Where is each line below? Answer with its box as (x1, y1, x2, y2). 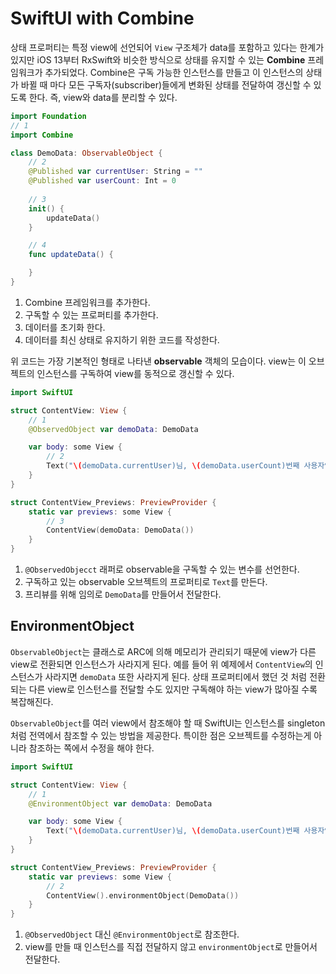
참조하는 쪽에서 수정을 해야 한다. (28, 742, 155, 754)
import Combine (10, 130, 74, 140)
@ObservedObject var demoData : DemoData (28, 424, 199, 434)
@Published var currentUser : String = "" (28, 167, 203, 177)
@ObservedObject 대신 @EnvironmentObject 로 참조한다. (24, 928, 240, 941)
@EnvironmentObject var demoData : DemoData (28, 798, 213, 809)
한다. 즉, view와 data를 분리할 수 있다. (28, 91, 178, 103)
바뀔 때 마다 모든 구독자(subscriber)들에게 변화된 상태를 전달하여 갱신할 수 (20, 78, 312, 91)
